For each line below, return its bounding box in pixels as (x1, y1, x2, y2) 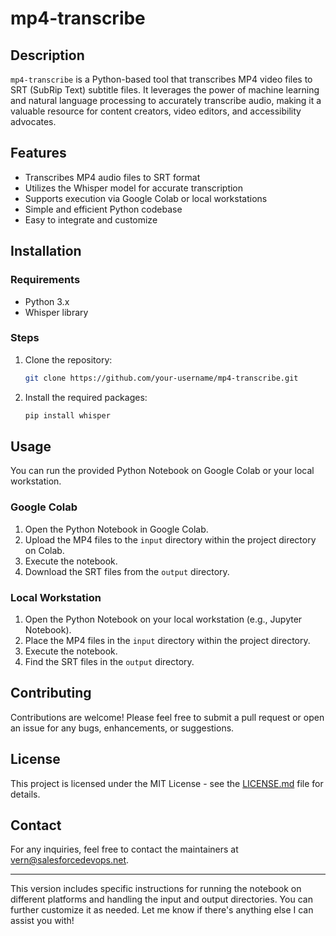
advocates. (10, 116, 57, 127)
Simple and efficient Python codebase (24, 203, 183, 215)
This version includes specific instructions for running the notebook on (10, 883, 302, 895)
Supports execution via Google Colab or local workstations (24, 192, 268, 204)
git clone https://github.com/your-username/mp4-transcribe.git (24, 373, 299, 383)
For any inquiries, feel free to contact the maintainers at (10, 843, 239, 856)
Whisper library (24, 306, 89, 318)
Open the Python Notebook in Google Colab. (24, 523, 209, 535)
